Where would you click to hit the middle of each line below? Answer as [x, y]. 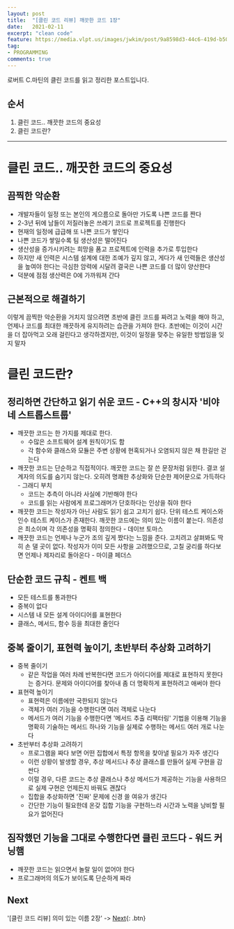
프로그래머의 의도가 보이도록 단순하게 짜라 [74, 878]
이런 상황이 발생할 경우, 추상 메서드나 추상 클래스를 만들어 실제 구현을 [122, 762]
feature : [20, 40]
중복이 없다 [32, 606]
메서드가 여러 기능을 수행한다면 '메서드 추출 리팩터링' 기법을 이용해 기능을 [127, 718]
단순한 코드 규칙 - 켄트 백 [57, 579]
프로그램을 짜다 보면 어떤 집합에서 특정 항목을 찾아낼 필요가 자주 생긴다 [123, 753]
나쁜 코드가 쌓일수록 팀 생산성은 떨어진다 [72, 240]
